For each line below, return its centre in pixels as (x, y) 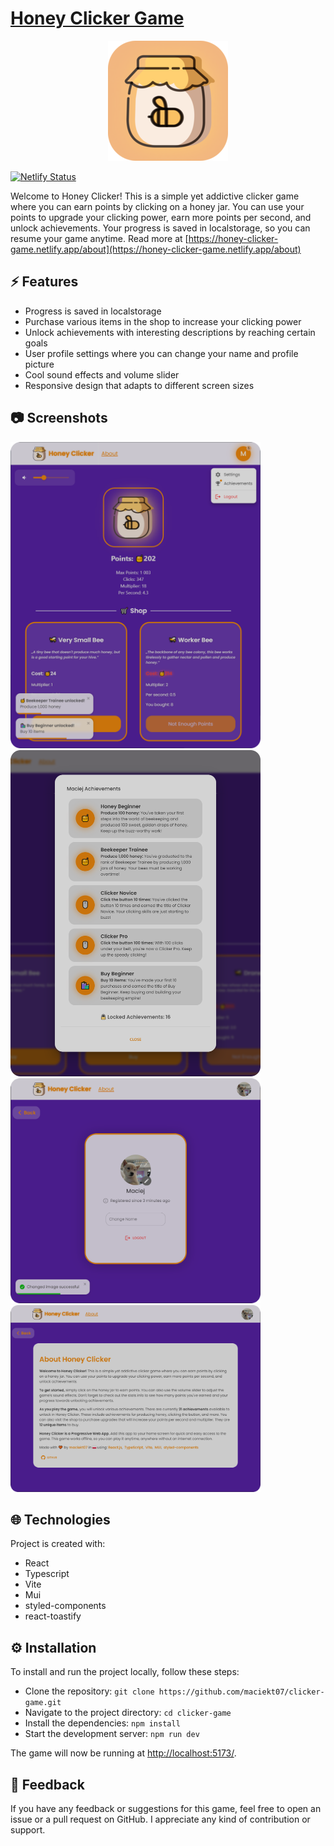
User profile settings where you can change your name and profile (161, 353)
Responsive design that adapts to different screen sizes (139, 385)
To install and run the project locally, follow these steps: (125, 1672)
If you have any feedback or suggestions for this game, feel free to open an (166, 1808)
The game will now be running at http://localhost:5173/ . (123, 1753)
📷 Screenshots (59, 418)
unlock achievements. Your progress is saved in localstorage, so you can (160, 228)
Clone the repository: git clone (89, 1691)
